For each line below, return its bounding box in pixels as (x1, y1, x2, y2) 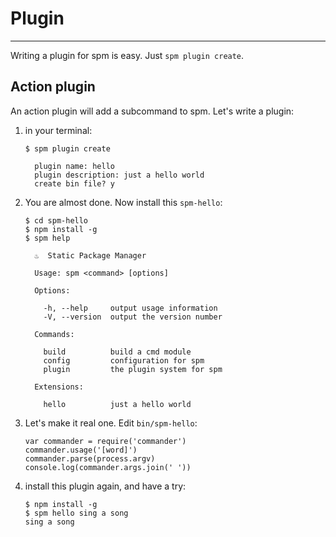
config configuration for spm (43, 355, 205, 366)
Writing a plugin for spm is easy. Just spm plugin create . (10, 49, 245, 61)
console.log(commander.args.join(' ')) (24, 462, 192, 472)
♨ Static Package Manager (34, 250, 147, 261)
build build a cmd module (43, 347, 192, 357)
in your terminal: (24, 124, 93, 136)
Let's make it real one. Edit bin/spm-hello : (24, 417, 198, 429)
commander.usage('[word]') (24, 445, 138, 455)
